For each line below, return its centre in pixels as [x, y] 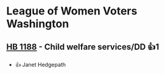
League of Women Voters [72, 11]
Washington [38, 24]
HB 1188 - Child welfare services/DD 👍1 [83, 47]
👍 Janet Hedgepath [40, 65]
